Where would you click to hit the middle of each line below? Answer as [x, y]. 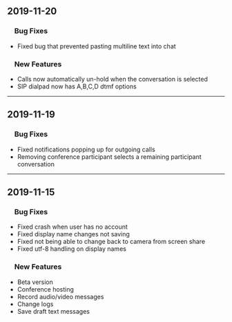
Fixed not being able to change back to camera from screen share [111, 242]
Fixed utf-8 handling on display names [71, 249]
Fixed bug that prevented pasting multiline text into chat [96, 46]
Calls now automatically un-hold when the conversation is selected [113, 79]
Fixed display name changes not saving [73, 234]
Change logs [35, 304]
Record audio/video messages [60, 296]
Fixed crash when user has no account [72, 227]
